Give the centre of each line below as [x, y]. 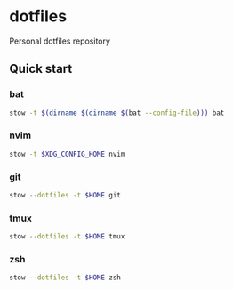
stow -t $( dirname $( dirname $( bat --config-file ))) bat [117, 113]
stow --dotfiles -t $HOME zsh [65, 278]
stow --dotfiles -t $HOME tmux [67, 237]
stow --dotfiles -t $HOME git [65, 195]
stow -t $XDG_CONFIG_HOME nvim [67, 154]
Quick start [41, 69]
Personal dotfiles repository [60, 41]
